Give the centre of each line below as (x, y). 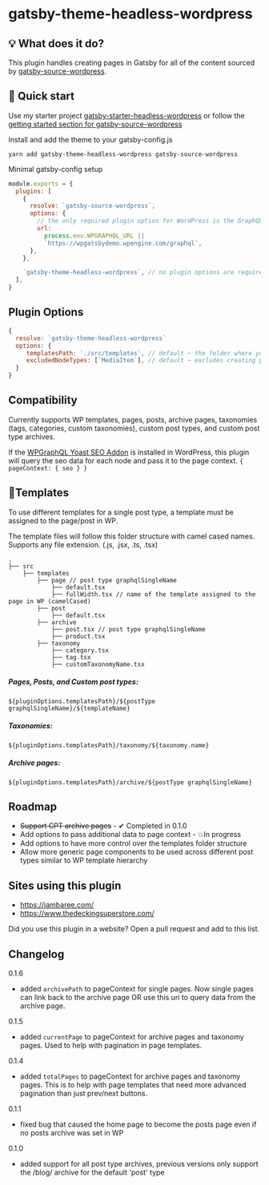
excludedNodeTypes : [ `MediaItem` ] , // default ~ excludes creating (141, 361)
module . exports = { (41, 184)
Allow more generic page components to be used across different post (137, 852)
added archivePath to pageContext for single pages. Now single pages (137, 988)
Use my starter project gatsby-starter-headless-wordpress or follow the (127, 115)
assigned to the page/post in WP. (63, 520)
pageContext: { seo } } (48, 468)
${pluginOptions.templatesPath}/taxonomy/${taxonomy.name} (109, 745)
